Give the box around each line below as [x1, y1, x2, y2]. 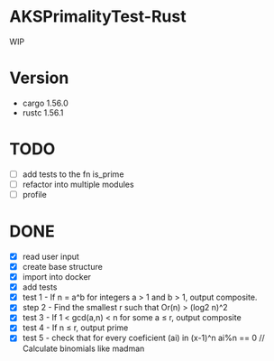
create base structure [22, 262, 104, 272]
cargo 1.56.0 [22, 97, 69, 108]
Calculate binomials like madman [22, 343, 145, 354]
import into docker [22, 272, 92, 282]
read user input [22, 251, 79, 262]
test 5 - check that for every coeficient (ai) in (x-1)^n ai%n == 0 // [22, 332, 266, 344]
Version [9, 68, 69, 88]
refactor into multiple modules [22, 179, 134, 190]
